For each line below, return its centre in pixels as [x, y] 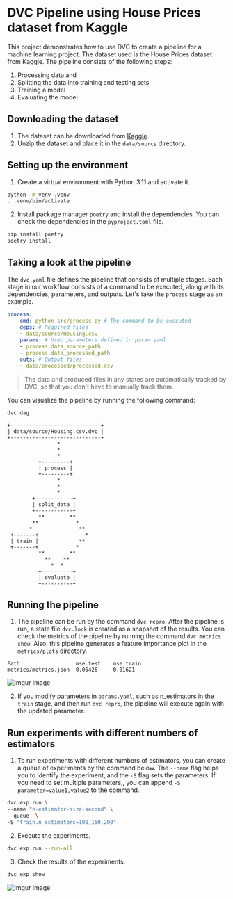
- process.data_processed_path [65, 353]
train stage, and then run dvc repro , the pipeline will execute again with [121, 704]
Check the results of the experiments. [71, 861]
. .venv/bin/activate [39, 201]
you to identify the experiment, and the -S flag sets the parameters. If [116, 775]
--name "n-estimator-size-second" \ [60, 809]
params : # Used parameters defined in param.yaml [93, 340]
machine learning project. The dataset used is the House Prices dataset [110, 54]
